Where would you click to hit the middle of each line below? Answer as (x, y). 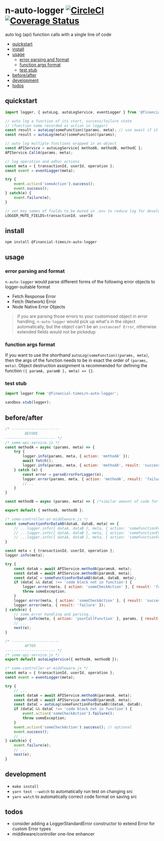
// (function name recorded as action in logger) (57, 126)
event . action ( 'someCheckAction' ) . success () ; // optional (73, 727)
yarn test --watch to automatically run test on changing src (72, 791)
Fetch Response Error (34, 296)
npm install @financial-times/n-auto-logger (51, 242)
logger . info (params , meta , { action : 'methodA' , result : (82, 466)
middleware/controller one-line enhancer (53, 834)
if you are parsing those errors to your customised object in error (82, 316)
